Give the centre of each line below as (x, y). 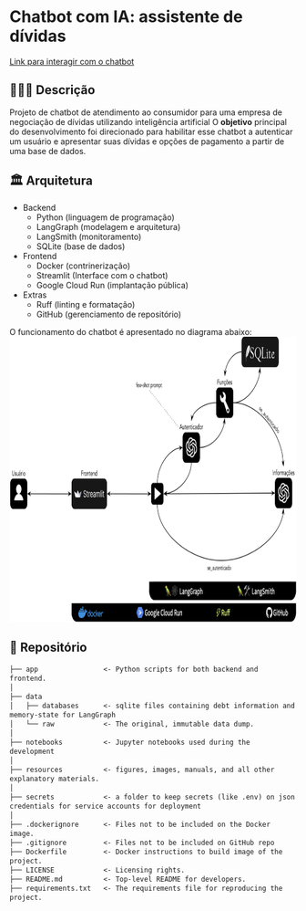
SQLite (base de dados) (81, 246)
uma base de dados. (48, 151)
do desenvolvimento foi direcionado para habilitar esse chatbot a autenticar (151, 131)
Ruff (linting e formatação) (86, 304)
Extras (35, 295)
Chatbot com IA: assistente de (126, 17)
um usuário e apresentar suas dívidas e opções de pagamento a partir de (147, 141)
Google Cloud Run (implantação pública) (112, 285)
